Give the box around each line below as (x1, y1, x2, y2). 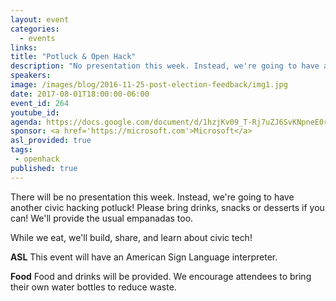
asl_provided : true (10, 136, 92, 146)
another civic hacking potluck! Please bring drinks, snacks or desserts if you (10, 201, 325, 213)
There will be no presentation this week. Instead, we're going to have (10, 191, 295, 203)
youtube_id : (10, 107, 60, 118)
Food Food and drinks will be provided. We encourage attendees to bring (10, 270, 312, 282)
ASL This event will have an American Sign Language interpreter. (10, 251, 278, 263)
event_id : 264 (10, 98, 70, 108)
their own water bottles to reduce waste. (10, 281, 177, 293)
